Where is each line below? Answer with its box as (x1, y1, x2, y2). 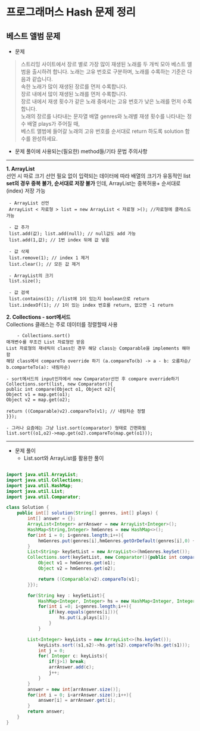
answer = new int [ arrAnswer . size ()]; (27, 686, 121, 692)
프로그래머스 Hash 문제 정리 (6, 5, 136, 19)
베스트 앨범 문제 (6, 31, 61, 41)
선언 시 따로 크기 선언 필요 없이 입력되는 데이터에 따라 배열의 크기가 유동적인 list (6, 172, 190, 179)
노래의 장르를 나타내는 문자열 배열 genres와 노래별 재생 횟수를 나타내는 (20, 113, 186, 120)
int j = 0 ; (37, 648, 65, 654)
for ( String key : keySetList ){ (27, 592, 105, 599)
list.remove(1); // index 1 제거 (8, 255, 89, 261)
